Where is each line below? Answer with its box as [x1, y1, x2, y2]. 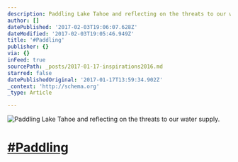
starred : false [7, 69, 52, 76]
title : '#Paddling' [7, 37, 65, 44]
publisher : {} [7, 43, 50, 50]
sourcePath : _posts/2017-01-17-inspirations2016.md [7, 63, 163, 70]
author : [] [7, 17, 40, 24]
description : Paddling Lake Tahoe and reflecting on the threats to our [7, 10, 227, 18]
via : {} [7, 50, 30, 57]
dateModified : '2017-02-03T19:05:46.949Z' [7, 30, 135, 37]
